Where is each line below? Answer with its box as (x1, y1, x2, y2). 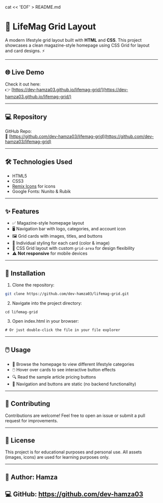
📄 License (5, 436, 35, 444)
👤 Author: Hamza (5, 473, 58, 481)
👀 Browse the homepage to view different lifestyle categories (12, 361, 134, 367)
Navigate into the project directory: (12, 300, 82, 306)
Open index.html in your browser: (12, 318, 79, 324)
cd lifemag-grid (5, 310, 38, 314)
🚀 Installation (5, 269, 46, 278)
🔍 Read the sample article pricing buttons (12, 374, 96, 380)
